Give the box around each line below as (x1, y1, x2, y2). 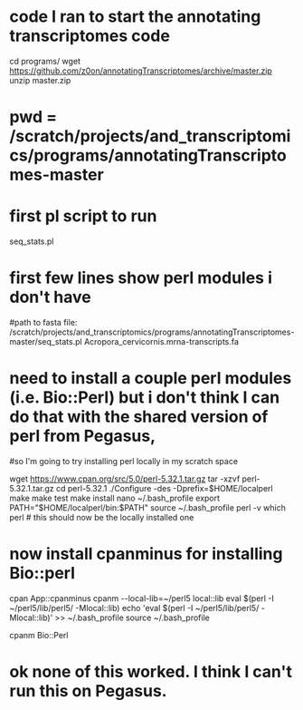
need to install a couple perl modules (9, 368, 292, 389)
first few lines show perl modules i (9, 267, 273, 288)
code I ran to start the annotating (9, 6, 261, 27)
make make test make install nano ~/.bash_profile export (9, 492, 220, 503)
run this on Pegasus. (9, 681, 167, 702)
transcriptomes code (9, 25, 170, 46)
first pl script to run (9, 206, 157, 227)
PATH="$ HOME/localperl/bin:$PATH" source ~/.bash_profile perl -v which (9, 501, 287, 513)
